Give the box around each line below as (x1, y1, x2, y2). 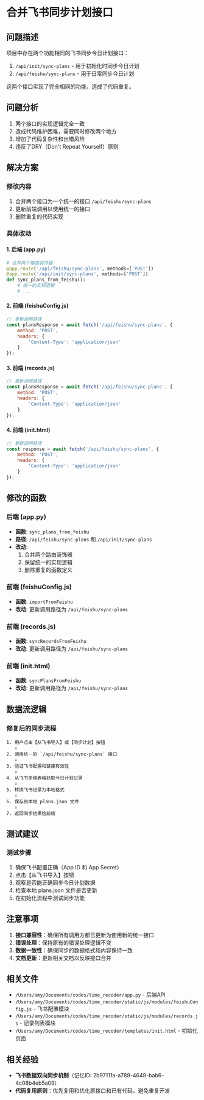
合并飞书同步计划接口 (6, 6, 114, 20)
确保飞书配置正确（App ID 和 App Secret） (15, 863, 122, 871)
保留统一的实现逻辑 (24, 558, 73, 566)
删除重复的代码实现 (15, 212, 64, 220)
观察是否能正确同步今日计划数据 (15, 879, 96, 886)
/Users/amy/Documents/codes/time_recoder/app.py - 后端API (15, 991, 166, 998)
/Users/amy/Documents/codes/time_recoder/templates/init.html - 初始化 (15, 1027, 198, 1035)
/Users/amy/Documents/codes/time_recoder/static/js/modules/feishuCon (15, 999, 199, 1005)
